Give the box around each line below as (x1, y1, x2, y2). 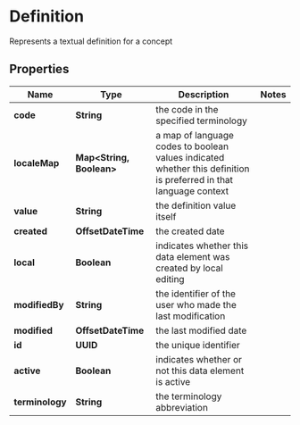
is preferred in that (155, 173, 234, 186)
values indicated (155, 151, 225, 163)
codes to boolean (155, 140, 229, 153)
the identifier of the (155, 287, 237, 300)
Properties (9, 62, 70, 77)
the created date (155, 225, 225, 237)
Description (178, 87, 229, 100)
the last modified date (155, 324, 247, 337)
